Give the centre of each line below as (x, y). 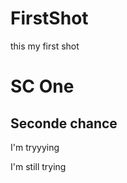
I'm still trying (38, 166)
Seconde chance (64, 123)
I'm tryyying (35, 147)
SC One (42, 86)
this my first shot (45, 46)
